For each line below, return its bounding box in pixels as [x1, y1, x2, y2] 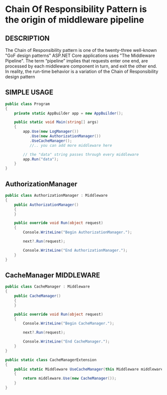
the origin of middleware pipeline [5, 14, 144, 25]
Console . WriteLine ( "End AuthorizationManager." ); [23, 248, 128, 253]
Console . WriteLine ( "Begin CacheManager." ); [23, 321, 114, 326]
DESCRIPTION [5, 34, 50, 42]
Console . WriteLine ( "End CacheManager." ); [23, 339, 110, 344]
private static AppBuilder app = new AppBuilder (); [14, 111, 123, 116]
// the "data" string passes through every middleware [23, 152, 139, 157]
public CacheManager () [14, 294, 61, 299]
